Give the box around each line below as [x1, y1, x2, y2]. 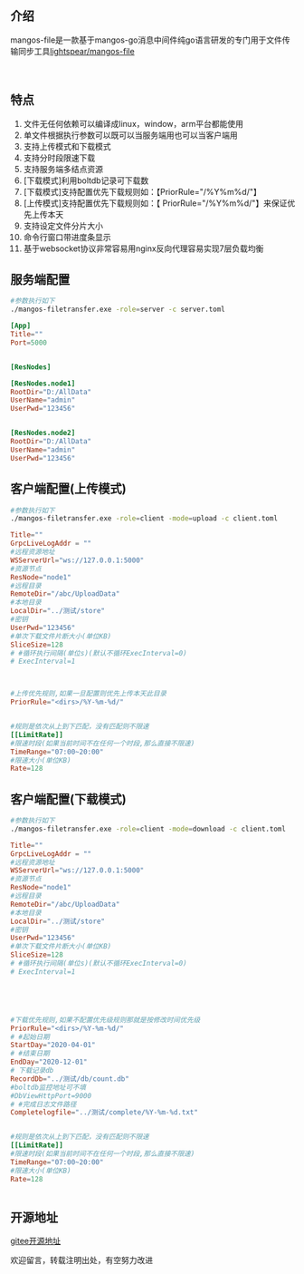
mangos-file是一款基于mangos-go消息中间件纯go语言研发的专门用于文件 [10, 34, 283, 45]
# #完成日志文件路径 [10, 1100, 77, 1109]
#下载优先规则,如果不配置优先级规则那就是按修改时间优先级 [10, 1015, 201, 1025]
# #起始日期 [10, 1032, 51, 1041]
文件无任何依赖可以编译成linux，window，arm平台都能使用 [23, 118, 243, 129]
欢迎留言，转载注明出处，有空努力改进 [10, 1255, 153, 1266]
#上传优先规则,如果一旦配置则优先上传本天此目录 [10, 689, 166, 698]
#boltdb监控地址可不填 [10, 1083, 87, 1092]
